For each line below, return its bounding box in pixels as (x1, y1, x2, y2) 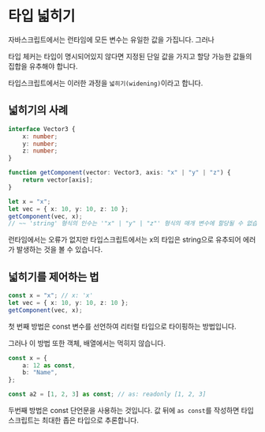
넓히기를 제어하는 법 (8, 270, 99, 284)
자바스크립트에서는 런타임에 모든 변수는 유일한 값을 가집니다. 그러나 (8, 35, 215, 44)
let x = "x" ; (8, 197, 51, 205)
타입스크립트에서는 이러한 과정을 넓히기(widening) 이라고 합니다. (8, 78, 203, 88)
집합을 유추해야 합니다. (8, 61, 78, 71)
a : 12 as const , (22, 361, 77, 370)
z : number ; (22, 147, 58, 155)
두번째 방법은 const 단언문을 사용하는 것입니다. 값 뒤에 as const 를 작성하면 (8, 406, 240, 415)
